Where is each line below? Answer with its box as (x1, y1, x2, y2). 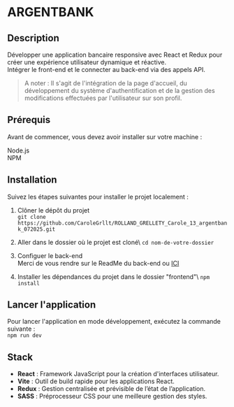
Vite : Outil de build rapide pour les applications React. (17, 377, 175, 385)
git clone (17, 213, 47, 220)
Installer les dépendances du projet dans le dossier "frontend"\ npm (17, 272, 210, 280)
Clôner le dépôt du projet (17, 206, 90, 214)
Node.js (7, 146, 30, 155)
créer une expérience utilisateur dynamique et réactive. (7, 58, 167, 66)
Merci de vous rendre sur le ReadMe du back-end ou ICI (17, 259, 180, 267)
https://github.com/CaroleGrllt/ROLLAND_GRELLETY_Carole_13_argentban (17, 220, 228, 227)
